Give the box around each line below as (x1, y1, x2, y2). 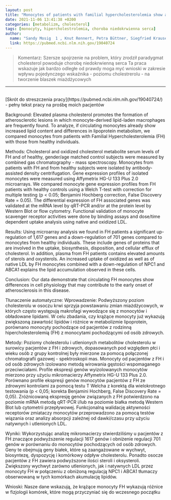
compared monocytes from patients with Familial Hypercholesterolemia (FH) (5, 133, 165, 139)
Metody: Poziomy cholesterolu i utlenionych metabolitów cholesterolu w (5, 339, 156, 345)
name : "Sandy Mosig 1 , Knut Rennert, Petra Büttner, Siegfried (10, 36, 152, 41)
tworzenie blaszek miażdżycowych (17, 76, 92, 82)
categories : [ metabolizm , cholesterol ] (5, 21, 90, 27)
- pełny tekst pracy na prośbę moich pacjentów (5, 101, 104, 107)
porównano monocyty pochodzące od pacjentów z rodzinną (5, 324, 132, 330)
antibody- (132, 164, 153, 171)
